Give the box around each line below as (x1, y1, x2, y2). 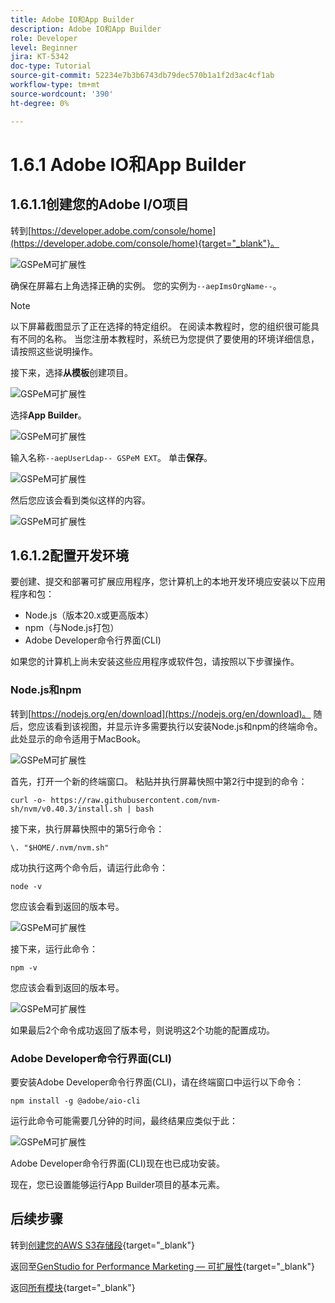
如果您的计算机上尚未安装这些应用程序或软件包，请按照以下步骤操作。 (10, 656, 300, 668)
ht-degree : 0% (10, 98, 70, 108)
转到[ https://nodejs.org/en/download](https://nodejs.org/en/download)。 (10, 707, 312, 720)
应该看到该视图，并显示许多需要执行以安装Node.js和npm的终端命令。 (36, 720, 323, 732)
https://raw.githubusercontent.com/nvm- (50, 795, 222, 805)
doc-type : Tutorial (10, 61, 92, 71)
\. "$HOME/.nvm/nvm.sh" (10, 842, 110, 853)
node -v (10, 881, 43, 891)
